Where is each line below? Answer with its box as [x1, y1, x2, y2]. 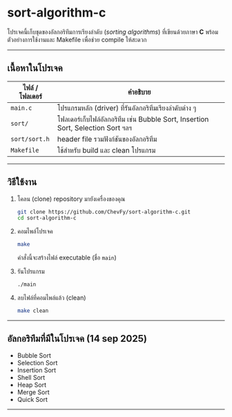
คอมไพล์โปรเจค [17, 227, 53, 235]
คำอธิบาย [127, 87, 151, 97]
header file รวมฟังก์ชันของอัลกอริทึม [57, 134, 157, 144]
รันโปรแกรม [17, 267, 45, 275]
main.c [10, 104, 32, 112]
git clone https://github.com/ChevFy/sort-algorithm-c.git [17, 208, 191, 215]
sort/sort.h [10, 135, 50, 143]
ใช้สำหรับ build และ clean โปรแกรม [57, 145, 156, 155]
